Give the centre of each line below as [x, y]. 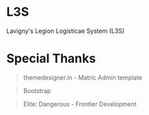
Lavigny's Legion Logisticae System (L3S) [66, 31]
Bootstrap [37, 90]
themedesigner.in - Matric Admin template [83, 77]
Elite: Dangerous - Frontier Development [80, 104]
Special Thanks [51, 59]
